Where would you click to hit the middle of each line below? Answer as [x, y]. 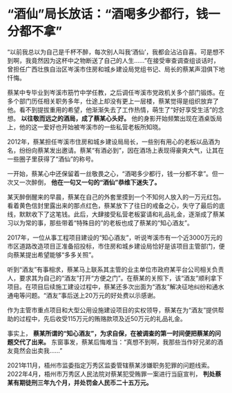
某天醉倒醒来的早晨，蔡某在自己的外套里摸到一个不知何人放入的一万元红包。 [116, 197]
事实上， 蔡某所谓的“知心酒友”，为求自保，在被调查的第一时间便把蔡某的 [111, 333]
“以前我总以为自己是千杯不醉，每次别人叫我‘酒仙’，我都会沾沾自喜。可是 [110, 52]
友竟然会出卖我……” [35, 350]
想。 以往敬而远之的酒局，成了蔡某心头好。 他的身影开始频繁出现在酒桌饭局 [115, 118]
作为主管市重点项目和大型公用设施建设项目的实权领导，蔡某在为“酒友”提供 [113, 310]
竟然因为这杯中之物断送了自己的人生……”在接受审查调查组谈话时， [125, 60]
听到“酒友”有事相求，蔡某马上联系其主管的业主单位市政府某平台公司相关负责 [116, 269]
